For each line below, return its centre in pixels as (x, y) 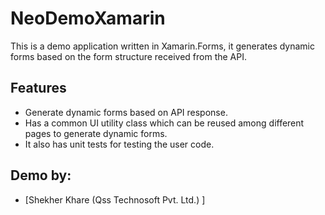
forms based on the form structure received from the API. (128, 56)
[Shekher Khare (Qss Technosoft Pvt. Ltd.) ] (115, 199)
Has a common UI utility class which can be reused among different (164, 123)
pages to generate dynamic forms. (96, 133)
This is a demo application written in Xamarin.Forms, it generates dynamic (162, 46)
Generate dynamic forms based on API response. (126, 112)
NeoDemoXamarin (88, 18)
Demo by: (41, 175)
